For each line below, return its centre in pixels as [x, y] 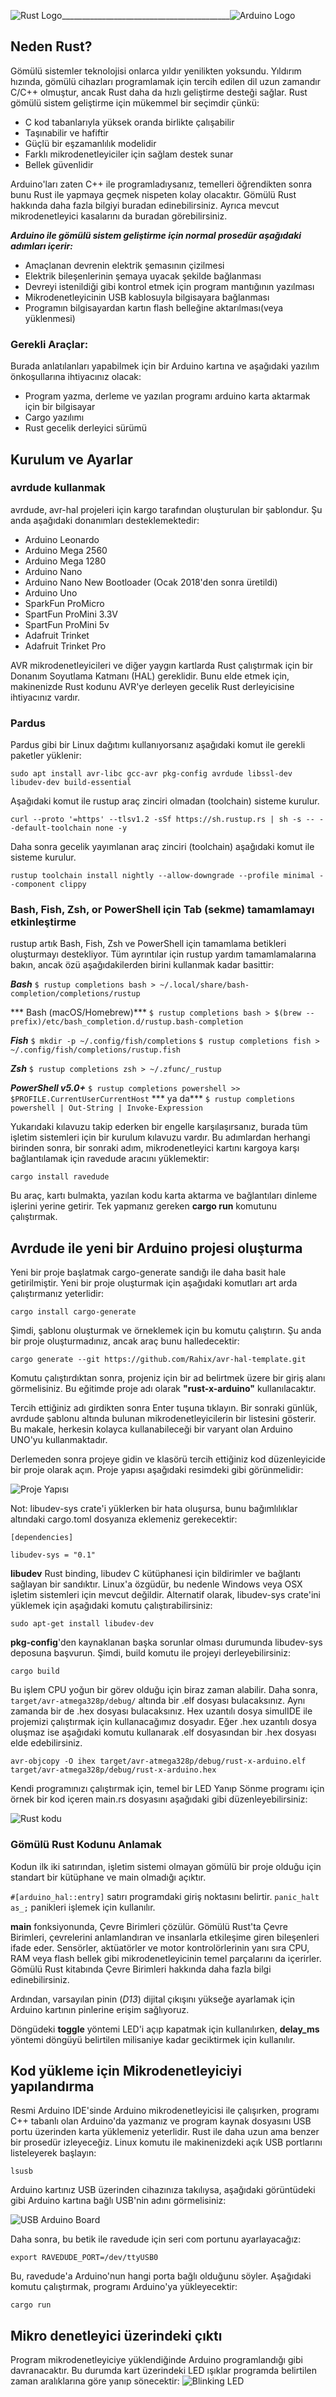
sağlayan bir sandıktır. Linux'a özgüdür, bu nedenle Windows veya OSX [156, 1584]
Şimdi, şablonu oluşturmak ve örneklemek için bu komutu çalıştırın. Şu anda [166, 1331]
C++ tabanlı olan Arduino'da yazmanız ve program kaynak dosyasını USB [161, 2121]
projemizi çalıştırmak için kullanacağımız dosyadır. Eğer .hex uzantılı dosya [163, 1722]
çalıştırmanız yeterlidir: [57, 1294]
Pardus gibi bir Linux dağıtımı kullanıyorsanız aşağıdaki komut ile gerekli [158, 745]
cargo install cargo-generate [73, 1312]
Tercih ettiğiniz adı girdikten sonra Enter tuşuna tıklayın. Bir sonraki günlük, [164, 1408]
